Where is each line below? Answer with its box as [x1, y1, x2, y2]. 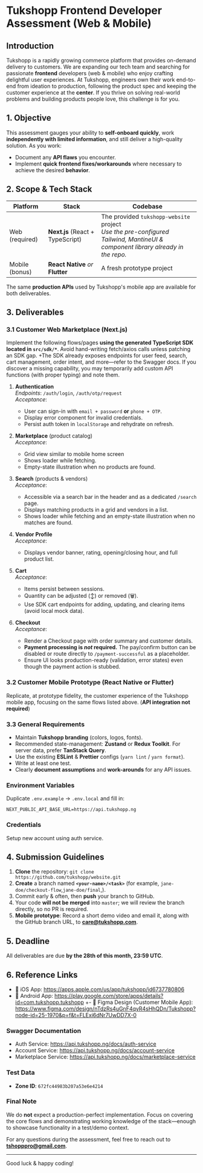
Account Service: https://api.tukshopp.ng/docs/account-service [14, 1047, 175, 1054]
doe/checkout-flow [14, 887, 62, 894]
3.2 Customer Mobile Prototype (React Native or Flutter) [6, 678, 174, 687]
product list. [24, 555, 54, 563]
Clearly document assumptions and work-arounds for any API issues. [14, 766, 192, 773]
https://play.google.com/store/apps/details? [54, 992, 164, 999]
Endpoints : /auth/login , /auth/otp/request [14, 389, 122, 397]
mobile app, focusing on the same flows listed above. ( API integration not [6, 698, 190, 706]
